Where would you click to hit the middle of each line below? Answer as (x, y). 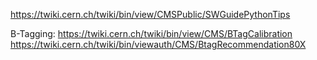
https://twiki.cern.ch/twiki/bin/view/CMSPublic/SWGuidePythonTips (150, 14)
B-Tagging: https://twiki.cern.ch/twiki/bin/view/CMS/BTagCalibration (151, 33)
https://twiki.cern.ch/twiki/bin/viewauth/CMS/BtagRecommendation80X (158, 44)
